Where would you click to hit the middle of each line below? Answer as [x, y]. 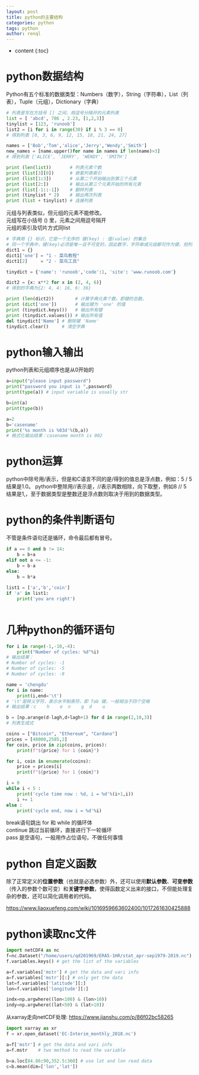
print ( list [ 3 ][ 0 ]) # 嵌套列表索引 [54, 173]
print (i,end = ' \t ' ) [39, 696]
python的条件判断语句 [60, 520]
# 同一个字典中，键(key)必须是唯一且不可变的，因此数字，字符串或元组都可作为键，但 [97, 245]
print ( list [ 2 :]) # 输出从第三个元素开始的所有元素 [74, 184]
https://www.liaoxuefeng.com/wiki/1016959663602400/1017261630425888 [98, 908]
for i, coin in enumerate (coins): [49, 761]
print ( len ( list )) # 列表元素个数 [54, 168]
